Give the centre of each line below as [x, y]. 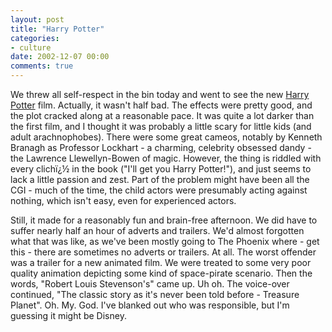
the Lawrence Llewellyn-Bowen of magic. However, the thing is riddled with [166, 158]
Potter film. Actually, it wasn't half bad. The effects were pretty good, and [161, 105]
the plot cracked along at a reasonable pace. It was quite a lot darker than [162, 115]
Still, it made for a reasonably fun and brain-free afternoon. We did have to [164, 220]
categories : [35, 38]
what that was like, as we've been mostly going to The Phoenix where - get [165, 241]
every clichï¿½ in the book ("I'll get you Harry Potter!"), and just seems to [161, 169]
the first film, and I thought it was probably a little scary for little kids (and [161, 126]
